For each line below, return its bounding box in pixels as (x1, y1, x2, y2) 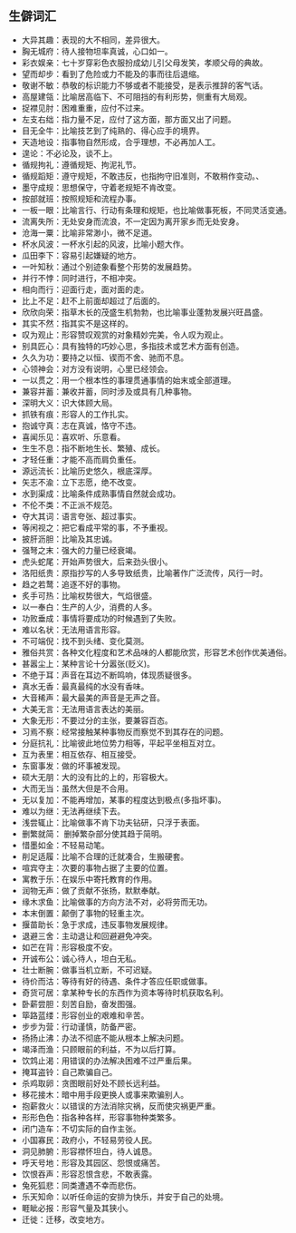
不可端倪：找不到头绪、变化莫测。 (21, 635, 149, 646)
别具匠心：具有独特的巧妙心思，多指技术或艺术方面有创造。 (21, 340, 244, 351)
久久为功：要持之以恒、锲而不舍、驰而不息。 (21, 352, 189, 363)
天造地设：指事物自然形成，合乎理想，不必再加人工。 (21, 136, 221, 147)
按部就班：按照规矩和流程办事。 (21, 193, 141, 204)
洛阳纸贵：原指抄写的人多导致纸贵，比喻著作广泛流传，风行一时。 (21, 567, 268, 578)
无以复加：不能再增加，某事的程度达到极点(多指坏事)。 (21, 794, 227, 805)
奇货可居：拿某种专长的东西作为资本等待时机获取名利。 (21, 987, 228, 998)
